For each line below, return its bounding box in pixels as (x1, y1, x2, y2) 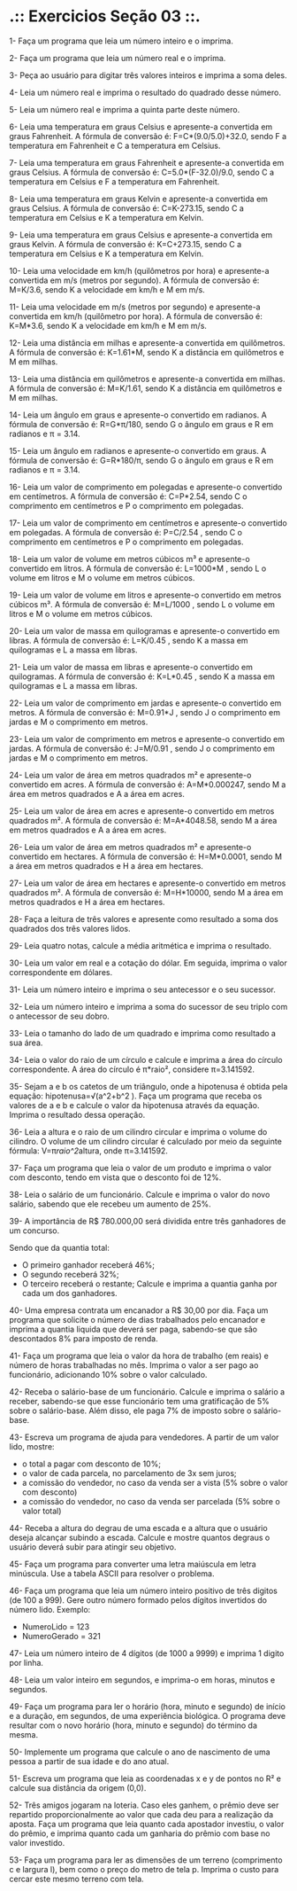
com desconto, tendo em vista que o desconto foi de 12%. (9, 1172, 222, 1183)
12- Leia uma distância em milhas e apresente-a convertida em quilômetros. (9, 337, 286, 348)
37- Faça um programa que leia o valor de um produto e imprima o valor (9, 1162, 272, 1173)
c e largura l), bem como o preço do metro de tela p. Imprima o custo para (9, 1864, 279, 1874)
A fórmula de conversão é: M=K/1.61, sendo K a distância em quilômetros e (9, 383, 283, 394)
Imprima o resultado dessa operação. (9, 1109, 146, 1120)
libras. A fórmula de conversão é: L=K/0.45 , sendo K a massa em (9, 635, 249, 645)
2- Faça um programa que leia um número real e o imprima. (9, 52, 226, 63)
